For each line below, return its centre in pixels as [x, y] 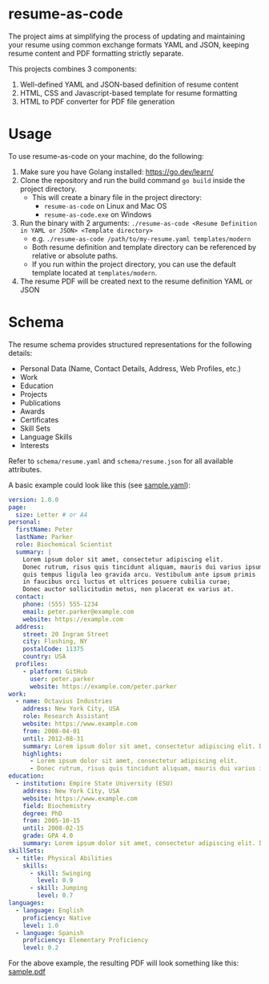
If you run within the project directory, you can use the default [134, 264]
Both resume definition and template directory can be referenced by [144, 247]
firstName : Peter [44, 530]
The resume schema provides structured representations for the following [130, 344]
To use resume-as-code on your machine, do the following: [106, 156]
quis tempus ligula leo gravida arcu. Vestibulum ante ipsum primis [139, 574]
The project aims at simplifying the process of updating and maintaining [127, 36]
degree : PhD [42, 813]
